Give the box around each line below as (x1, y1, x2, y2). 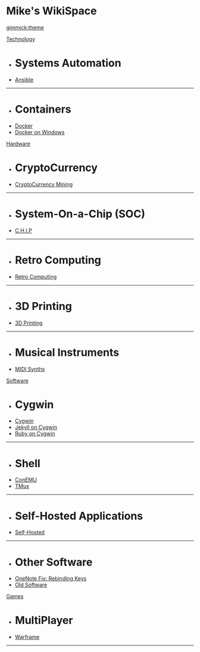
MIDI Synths (14, 365, 45, 372)
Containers (14, 103, 71, 116)
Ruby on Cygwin (14, 430, 55, 437)
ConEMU (14, 476, 37, 483)
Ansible (14, 76, 34, 83)
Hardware (6, 140, 31, 147)
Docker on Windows (14, 128, 65, 135)
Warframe (14, 634, 40, 641)
